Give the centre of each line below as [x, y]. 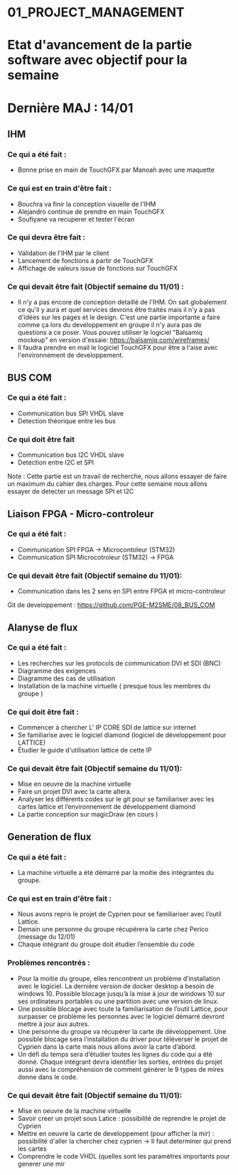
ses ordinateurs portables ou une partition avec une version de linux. [118, 1001]
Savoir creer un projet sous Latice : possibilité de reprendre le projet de [121, 1118]
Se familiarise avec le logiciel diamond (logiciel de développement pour [122, 735]
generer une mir [41, 1164]
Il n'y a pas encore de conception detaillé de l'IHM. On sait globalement [122, 302]
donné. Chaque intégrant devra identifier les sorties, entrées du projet [120, 1062]
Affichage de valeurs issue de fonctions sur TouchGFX [97, 268]
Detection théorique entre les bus [66, 420]
